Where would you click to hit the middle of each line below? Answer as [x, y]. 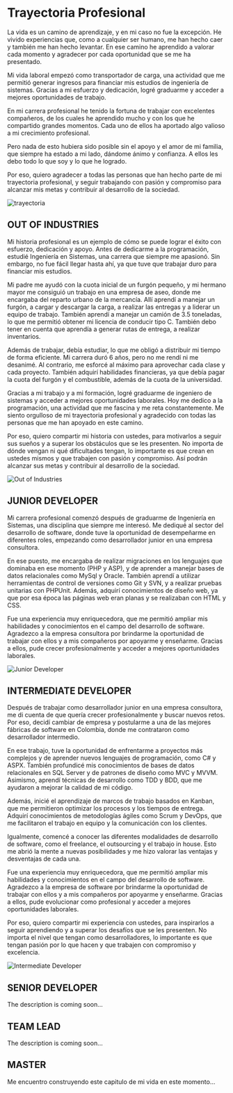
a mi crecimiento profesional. [49, 133]
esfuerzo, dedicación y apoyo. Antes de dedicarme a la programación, [108, 249]
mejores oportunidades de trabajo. [57, 97]
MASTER [27, 1065]
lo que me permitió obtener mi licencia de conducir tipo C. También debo [112, 321]
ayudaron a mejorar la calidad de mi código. [70, 788]
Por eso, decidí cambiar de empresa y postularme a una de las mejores [109, 722]
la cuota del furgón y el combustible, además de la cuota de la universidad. [115, 379]
